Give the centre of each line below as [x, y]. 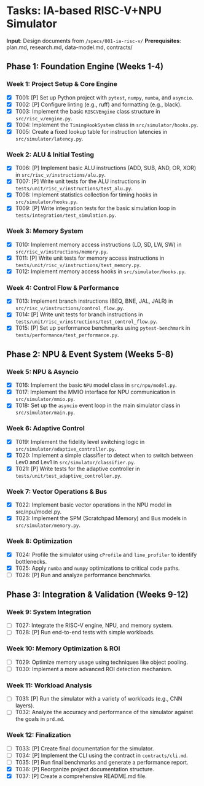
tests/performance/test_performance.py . [67, 335]
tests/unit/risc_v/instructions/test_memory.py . [78, 265]
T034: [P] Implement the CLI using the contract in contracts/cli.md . [101, 755]
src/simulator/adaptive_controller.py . [66, 448]
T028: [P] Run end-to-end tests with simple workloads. [85, 632]
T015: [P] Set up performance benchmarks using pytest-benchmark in [103, 328]
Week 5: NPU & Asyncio [42, 372]
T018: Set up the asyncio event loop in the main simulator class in [98, 405]
